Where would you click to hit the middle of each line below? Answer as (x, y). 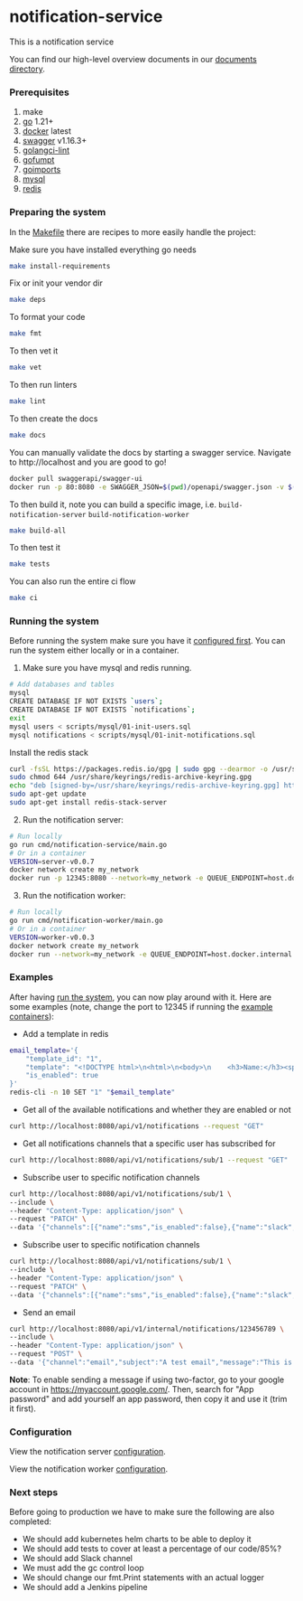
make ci (24, 598)
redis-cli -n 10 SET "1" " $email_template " (92, 1092)
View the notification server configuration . (88, 1452)
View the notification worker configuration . (89, 1469)
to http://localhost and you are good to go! (88, 462)
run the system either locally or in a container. (94, 650)
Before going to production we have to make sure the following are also (142, 1512)
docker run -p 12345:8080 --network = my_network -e (106, 879)
